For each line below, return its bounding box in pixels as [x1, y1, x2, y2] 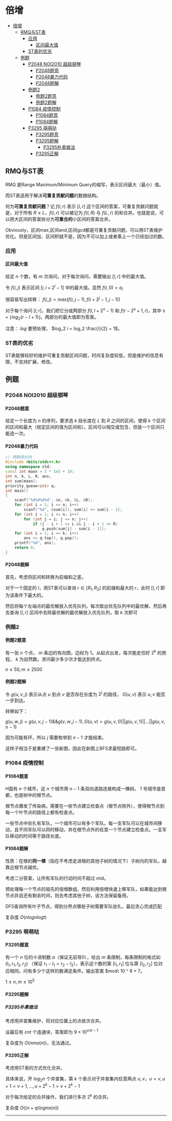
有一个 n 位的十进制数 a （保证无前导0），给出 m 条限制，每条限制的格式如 [5, 954, 161, 960]
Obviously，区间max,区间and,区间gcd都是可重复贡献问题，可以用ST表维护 [5, 227, 163, 233]
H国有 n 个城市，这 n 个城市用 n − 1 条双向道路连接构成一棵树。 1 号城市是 [5, 785, 161, 792]
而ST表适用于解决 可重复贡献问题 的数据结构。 [5, 192, 101, 199]
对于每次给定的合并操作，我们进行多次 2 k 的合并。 [5, 1093, 112, 1100]
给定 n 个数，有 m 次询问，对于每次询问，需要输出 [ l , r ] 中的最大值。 [5, 273, 149, 279]
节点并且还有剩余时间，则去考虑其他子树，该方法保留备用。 [5, 892, 131, 898]
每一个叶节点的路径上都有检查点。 [5, 809, 77, 815]
